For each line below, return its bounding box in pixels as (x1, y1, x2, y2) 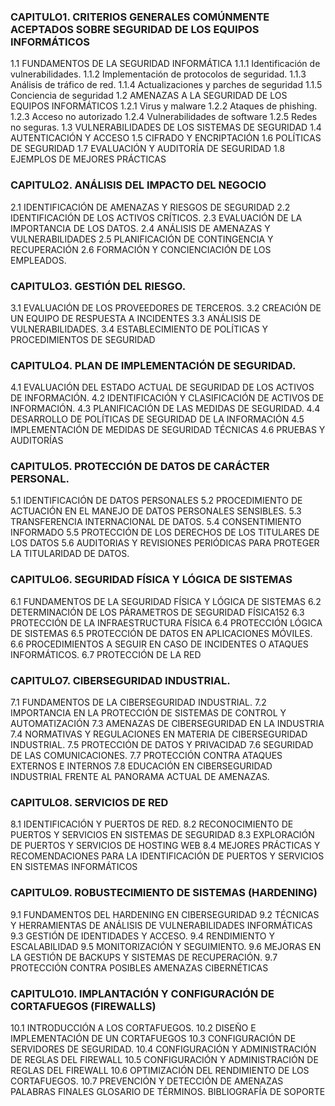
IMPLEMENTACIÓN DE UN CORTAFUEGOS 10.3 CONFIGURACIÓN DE (10, 1032, 297, 1044)
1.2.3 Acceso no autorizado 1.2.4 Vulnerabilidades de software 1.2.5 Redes (10, 111, 318, 123)
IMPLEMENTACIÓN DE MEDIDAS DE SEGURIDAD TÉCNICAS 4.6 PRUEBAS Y (10, 424, 326, 436)
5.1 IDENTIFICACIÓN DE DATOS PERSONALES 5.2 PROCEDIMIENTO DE (10, 495, 303, 507)
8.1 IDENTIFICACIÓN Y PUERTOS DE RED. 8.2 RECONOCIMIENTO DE (10, 818, 294, 830)
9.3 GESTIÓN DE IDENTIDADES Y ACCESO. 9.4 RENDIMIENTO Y (10, 930, 275, 942)
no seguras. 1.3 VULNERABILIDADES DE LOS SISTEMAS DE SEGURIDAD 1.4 (10, 121, 322, 134)
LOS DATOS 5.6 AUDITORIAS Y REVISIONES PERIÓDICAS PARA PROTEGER (10, 537, 320, 549)
